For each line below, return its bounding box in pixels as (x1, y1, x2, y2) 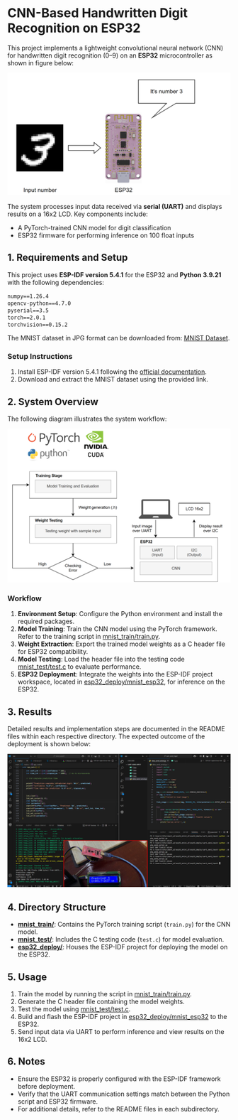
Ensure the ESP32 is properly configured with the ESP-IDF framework (17, 1075, 221, 1083)
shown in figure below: (7, 58, 74, 67)
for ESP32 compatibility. (17, 647, 89, 656)
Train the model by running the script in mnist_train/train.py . (17, 989, 193, 998)
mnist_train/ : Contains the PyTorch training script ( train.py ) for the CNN (17, 920, 231, 929)
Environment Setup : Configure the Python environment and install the (17, 610, 223, 618)
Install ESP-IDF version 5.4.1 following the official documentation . (17, 367, 208, 376)
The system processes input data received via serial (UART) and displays (7, 203, 222, 211)
